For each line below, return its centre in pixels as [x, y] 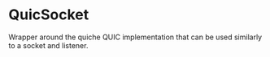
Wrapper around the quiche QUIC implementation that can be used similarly [135, 37]
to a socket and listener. [48, 45]
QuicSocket [49, 15]
